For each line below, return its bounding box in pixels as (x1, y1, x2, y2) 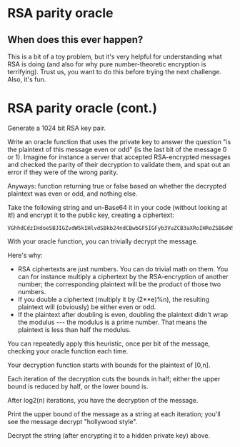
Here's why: (7, 251, 43, 259)
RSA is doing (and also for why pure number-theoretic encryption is (7, 60, 206, 69)
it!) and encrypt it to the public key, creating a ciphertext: (7, 211, 175, 219)
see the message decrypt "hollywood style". (7, 417, 138, 426)
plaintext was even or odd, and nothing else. (7, 189, 138, 198)
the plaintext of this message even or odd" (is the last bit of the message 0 (7, 145, 227, 154)
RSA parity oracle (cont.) (7, 100, 157, 116)
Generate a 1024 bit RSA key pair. (7, 124, 106, 132)
